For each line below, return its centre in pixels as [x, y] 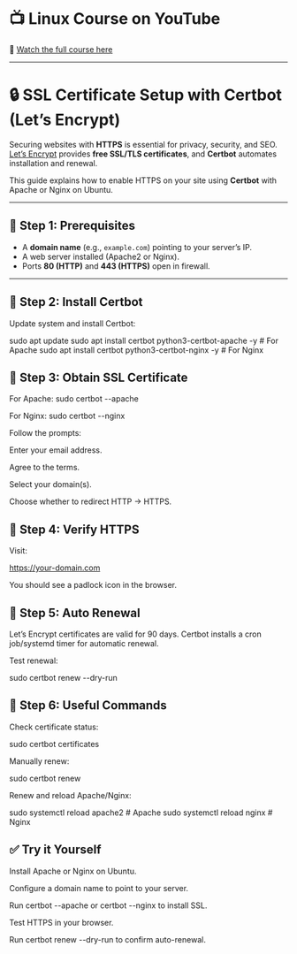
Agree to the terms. [45, 468]
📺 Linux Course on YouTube [115, 19]
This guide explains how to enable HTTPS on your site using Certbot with [143, 180]
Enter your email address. [56, 450]
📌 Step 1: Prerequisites [72, 226]
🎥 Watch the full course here [61, 49]
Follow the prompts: [46, 433]
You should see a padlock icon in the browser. [93, 585]
